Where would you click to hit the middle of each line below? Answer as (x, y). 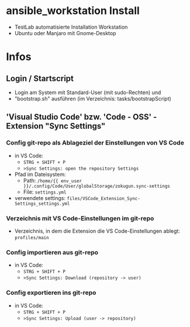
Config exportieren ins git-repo (51, 292)
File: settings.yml (45, 192)
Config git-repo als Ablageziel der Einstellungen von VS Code (95, 143)
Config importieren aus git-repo (52, 252)
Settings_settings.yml (42, 204)
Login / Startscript (40, 78)
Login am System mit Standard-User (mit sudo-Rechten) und (88, 92)
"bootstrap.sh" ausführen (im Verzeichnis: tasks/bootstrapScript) (93, 98)
